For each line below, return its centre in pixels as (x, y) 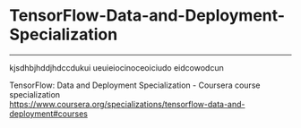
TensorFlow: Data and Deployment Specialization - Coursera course (135, 85)
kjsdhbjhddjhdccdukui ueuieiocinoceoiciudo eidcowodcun (116, 67)
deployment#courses (48, 114)
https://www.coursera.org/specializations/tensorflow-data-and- (127, 104)
